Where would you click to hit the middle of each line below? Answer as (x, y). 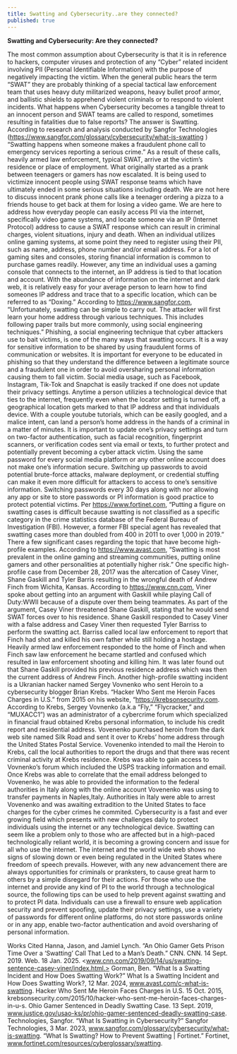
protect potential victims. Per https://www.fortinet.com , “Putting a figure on (116, 504)
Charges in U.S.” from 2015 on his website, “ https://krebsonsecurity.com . (114, 699)
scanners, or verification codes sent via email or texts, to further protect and (118, 444)
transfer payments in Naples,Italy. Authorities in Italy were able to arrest (111, 797)
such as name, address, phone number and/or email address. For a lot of (113, 249)
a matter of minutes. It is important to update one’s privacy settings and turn (117, 429)
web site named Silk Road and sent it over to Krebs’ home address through (116, 737)
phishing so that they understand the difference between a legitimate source (119, 361)
